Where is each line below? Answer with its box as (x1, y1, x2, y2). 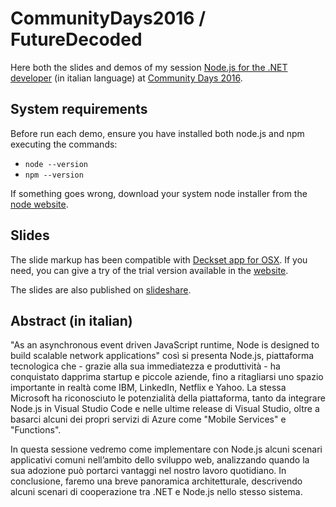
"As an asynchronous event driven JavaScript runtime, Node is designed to (10, 339, 320, 351)
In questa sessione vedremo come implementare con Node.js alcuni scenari (10, 443, 323, 456)
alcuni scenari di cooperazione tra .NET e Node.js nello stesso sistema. (10, 486, 303, 498)
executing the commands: (10, 138, 118, 150)
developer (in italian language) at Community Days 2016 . (10, 72, 243, 84)
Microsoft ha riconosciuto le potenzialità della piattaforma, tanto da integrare (10, 392, 326, 404)
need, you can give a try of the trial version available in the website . (10, 264, 289, 276)
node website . (10, 198, 69, 210)
